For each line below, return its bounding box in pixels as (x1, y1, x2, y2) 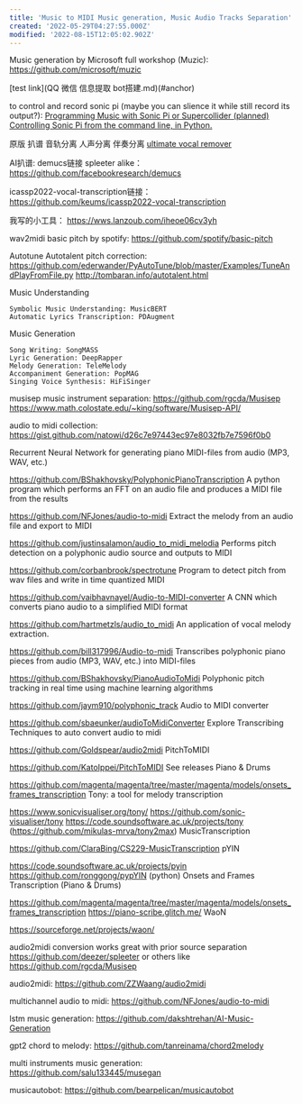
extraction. (9, 628, 50, 640)
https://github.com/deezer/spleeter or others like (9, 952, 191, 963)
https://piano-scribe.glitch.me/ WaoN (87, 907, 227, 917)
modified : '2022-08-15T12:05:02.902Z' (9, 30, 155, 39)
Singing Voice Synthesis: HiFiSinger (9, 378, 151, 387)
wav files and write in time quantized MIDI (9, 574, 165, 586)
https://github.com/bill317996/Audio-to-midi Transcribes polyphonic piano (9, 646, 286, 657)
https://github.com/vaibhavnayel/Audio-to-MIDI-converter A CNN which (9, 592, 278, 603)
